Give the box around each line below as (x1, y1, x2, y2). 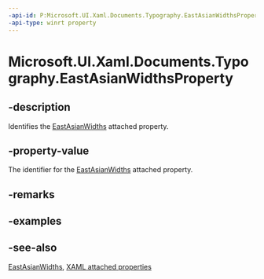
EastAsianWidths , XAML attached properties (8, 262, 152, 271)
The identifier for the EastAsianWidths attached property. (8, 165, 193, 174)
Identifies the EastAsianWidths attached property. (8, 121, 169, 130)
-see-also (8, 241, 57, 255)
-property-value (8, 144, 90, 157)
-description (8, 101, 71, 114)
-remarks (8, 188, 55, 201)
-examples (8, 215, 62, 228)
